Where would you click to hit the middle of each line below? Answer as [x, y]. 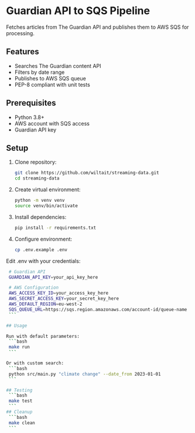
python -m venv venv [40, 201]
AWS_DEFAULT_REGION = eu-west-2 [45, 304]
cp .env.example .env [41, 250]
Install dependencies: [40, 217]
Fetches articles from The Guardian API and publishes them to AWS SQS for [97, 27]
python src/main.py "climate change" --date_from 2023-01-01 [85, 374]
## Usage [17, 326]
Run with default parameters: [43, 336]
